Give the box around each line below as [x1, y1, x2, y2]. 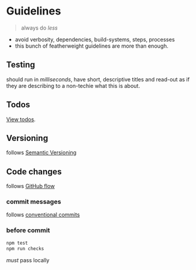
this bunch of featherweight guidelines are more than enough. [14, 42, 168, 49]
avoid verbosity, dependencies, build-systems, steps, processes [14, 36, 176, 43]
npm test [6, 240, 28, 246]
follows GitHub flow [6, 183, 55, 190]
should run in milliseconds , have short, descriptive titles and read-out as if [6, 75, 190, 83]
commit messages [6, 198, 61, 206]
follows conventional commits [6, 211, 80, 218]
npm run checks [6, 245, 44, 251]
